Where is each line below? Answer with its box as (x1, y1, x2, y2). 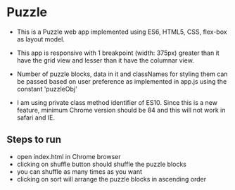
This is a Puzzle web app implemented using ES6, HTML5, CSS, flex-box (16, 27, 227, 36)
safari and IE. (16, 113, 56, 122)
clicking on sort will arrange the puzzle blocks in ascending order (16, 175, 207, 183)
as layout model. (16, 34, 65, 43)
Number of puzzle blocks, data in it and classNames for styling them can (16, 70, 228, 78)
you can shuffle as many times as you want (16, 167, 142, 176)
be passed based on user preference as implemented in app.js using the (16, 77, 227, 85)
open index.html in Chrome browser (16, 152, 121, 160)
